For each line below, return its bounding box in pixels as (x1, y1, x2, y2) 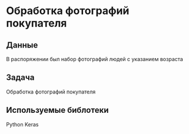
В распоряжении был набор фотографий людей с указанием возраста (6, 56, 184, 62)
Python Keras (6, 120, 39, 128)
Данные (6, 40, 38, 50)
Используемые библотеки (6, 105, 109, 115)
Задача (6, 72, 35, 83)
